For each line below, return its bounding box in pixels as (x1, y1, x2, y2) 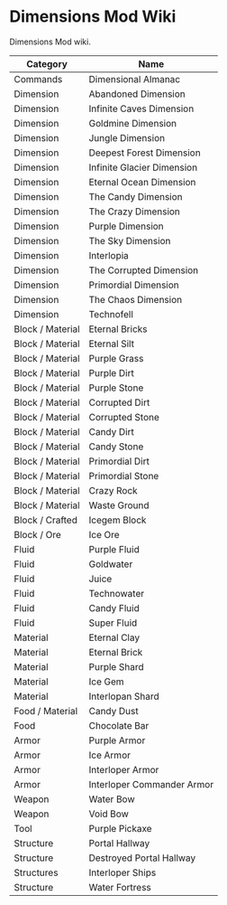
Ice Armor (88, 749, 131, 761)
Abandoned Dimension (88, 88, 186, 100)
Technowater (88, 587, 145, 599)
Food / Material (14, 704, 78, 717)
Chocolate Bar (88, 719, 150, 731)
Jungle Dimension (88, 131, 165, 144)
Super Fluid (88, 617, 138, 629)
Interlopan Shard (88, 690, 159, 702)
